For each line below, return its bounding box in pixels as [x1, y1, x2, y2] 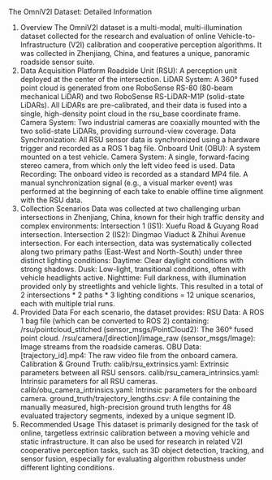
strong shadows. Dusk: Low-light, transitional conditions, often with [19, 264, 246, 274]
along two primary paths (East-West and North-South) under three [19, 247, 243, 257]
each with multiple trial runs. [19, 299, 115, 308]
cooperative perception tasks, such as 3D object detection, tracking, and [19, 446, 265, 455]
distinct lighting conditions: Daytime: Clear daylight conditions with [19, 256, 244, 265]
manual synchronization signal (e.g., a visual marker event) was [19, 178, 233, 188]
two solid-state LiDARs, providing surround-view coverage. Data [19, 126, 236, 136]
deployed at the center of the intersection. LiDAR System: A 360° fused [19, 75, 259, 84]
